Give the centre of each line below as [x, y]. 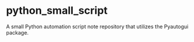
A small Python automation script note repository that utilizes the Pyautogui [97, 26]
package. [17, 32]
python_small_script [57, 11]
